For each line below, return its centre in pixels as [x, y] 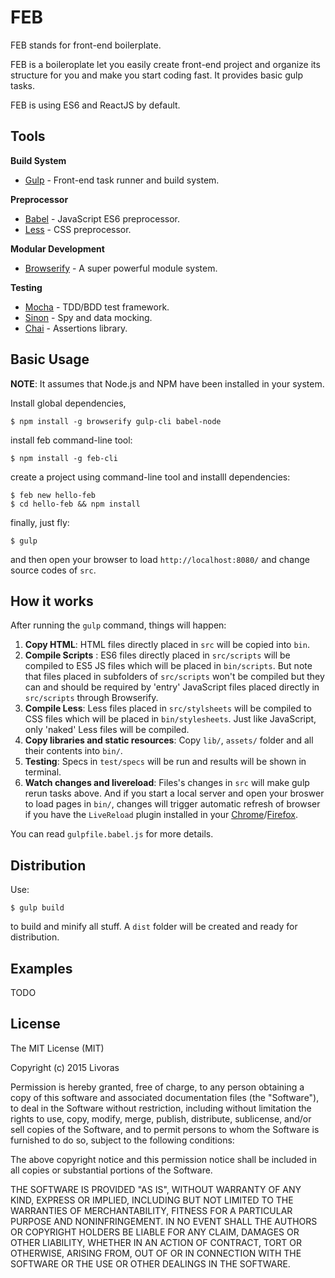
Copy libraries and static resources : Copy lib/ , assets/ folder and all [169, 740]
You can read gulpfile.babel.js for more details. [112, 834]
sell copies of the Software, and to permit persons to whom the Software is [165, 1129]
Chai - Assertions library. [76, 328]
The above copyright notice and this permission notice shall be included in [163, 1159]
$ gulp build [37, 908]
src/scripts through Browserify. [91, 698]
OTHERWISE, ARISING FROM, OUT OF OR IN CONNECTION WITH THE [156, 1253]
